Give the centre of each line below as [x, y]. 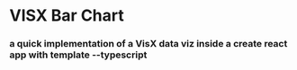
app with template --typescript [78, 55]
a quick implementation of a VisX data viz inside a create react [148, 44]
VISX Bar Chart [67, 16]
